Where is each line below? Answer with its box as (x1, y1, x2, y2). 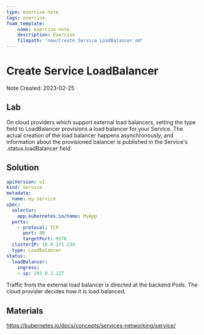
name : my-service (12, 196, 56, 202)
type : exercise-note (6, 9, 59, 15)
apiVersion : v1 (6, 179, 45, 185)
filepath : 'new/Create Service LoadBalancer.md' (17, 37, 144, 44)
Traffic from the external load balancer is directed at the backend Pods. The (6, 281, 198, 289)
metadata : (6, 190, 32, 197)
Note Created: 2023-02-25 (6, 84, 75, 92)
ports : (12, 219, 29, 225)
